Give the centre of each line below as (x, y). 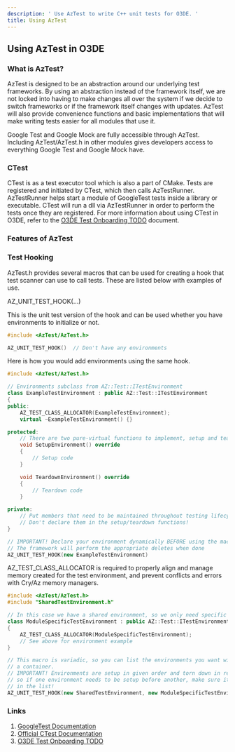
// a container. (31, 667)
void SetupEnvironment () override (70, 445)
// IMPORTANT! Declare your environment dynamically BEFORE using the (112, 542)
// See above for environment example (76, 641)
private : (20, 509)
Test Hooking (30, 257)
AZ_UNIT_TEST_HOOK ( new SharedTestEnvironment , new (83, 693)
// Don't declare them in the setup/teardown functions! (105, 523)
